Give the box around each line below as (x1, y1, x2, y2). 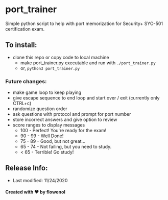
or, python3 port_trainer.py (20, 65, 80, 71)
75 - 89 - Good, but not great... (20, 138, 86, 144)
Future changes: (5, 78, 47, 85)
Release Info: (5, 164, 48, 172)
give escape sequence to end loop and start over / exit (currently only (12, 95, 160, 101)
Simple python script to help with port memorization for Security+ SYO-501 (5, 20, 163, 27)
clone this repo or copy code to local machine (12, 54, 109, 60)
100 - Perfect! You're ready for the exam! (20, 128, 107, 134)
